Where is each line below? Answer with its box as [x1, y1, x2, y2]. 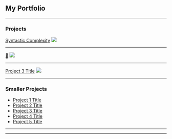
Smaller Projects [5, 86, 48, 93]
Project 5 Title [12, 119, 42, 125]
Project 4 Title [12, 113, 42, 119]
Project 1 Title [12, 97, 42, 103]
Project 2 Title [12, 102, 42, 108]
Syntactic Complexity [5, 38, 50, 44]
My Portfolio [5, 4, 46, 13]
